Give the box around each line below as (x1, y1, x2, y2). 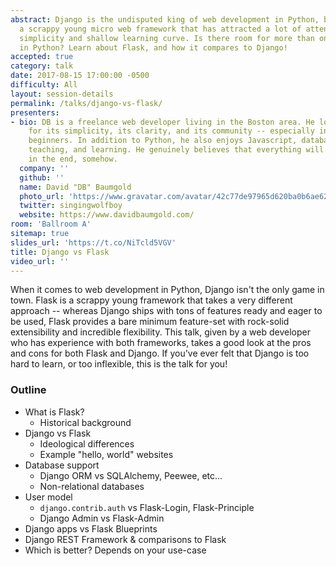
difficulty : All (10, 80, 78, 90)
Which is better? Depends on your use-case (24, 544, 207, 556)
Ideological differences (39, 437, 135, 450)
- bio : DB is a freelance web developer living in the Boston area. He (10, 117, 315, 127)
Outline (10, 383, 47, 397)
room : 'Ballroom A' (10, 219, 92, 230)
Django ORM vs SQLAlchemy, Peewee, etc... (39, 469, 223, 481)
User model (24, 491, 73, 503)
